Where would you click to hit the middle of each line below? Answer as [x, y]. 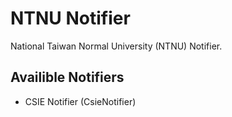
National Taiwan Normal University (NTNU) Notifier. [116, 46]
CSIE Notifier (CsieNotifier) [80, 101]
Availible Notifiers [67, 77]
